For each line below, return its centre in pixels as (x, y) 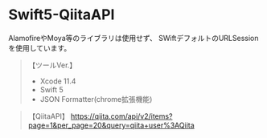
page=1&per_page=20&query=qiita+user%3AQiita (111, 125)
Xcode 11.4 (58, 81)
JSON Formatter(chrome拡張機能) (96, 99)
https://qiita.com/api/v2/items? (122, 116)
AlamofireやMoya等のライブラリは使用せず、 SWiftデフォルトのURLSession (133, 38)
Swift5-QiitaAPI (62, 15)
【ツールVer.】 (52, 65)
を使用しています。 (40, 48)
